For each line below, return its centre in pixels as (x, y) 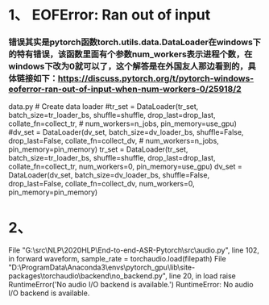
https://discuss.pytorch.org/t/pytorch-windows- (156, 78)
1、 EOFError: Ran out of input (110, 15)
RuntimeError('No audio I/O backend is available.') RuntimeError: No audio (131, 285)
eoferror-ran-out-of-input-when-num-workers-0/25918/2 (125, 90)
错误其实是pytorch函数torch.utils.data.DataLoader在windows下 (135, 42)
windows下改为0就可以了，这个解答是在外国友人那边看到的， (128, 66)
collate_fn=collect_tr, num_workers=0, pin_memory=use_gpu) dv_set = (126, 167)
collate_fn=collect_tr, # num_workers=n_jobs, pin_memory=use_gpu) (123, 123)
